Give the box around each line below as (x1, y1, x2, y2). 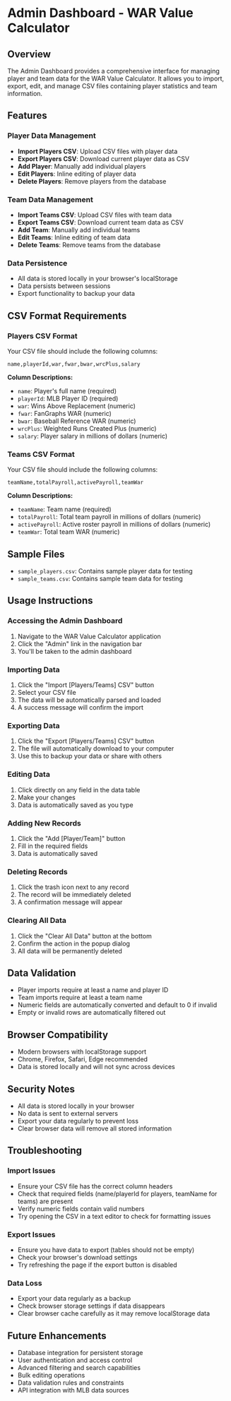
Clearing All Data (7, 916, 67, 926)
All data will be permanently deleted (17, 946, 122, 955)
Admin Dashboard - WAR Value (7, 5, 194, 21)
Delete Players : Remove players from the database (17, 177, 167, 185)
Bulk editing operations (17, 1371, 85, 1380)
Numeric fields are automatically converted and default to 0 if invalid (17, 1001, 218, 1009)
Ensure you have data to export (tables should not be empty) (17, 1245, 195, 1254)
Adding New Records (7, 818, 81, 828)
